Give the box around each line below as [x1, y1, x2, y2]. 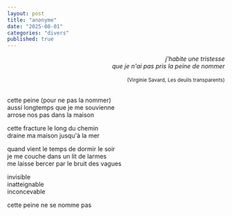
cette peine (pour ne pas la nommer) [7, 96, 112, 104]
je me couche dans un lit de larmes [7, 153, 107, 161]
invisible [7, 173, 31, 181]
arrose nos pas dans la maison [7, 111, 95, 119]
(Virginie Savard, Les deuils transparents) [126, 77, 225, 84]
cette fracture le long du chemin [7, 124, 99, 132]
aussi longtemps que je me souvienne [7, 104, 115, 112]
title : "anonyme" [7, 17, 57, 23]
